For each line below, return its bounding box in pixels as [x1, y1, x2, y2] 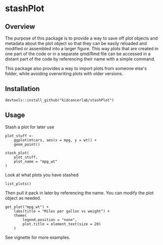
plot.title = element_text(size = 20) [22, 222, 101, 226]
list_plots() [5, 181, 32, 186]
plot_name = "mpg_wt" [14, 159, 57, 164]
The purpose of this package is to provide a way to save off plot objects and [5, 35, 158, 41]
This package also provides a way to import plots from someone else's [5, 65, 147, 71]
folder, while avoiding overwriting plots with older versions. [5, 71, 123, 76]
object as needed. [5, 195, 41, 201]
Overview [5, 22, 36, 31]
